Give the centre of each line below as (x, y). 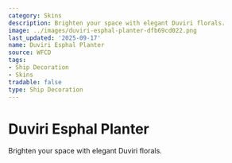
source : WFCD (30, 52)
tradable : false (35, 82)
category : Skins (35, 16)
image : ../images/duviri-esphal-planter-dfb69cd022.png (102, 30)
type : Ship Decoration (46, 89)
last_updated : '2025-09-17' (55, 38)
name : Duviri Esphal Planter (56, 45)
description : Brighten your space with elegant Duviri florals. (117, 23)
